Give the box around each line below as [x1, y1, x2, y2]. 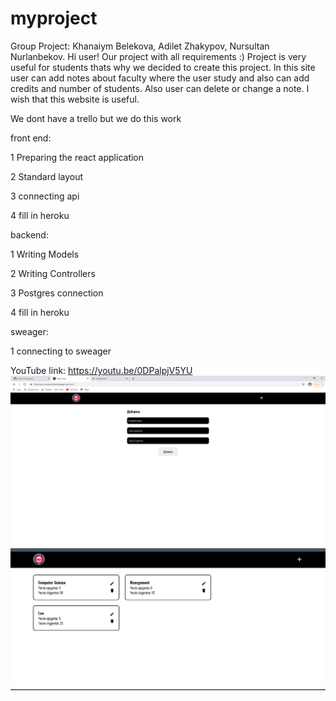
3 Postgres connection [10, 287, 104, 299]
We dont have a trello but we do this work [10, 112, 182, 124]
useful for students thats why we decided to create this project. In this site [10, 61, 316, 73]
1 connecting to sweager [10, 345, 112, 357]
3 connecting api [10, 190, 80, 202]
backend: [10, 228, 49, 241]
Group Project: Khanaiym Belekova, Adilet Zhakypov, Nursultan [10, 40, 270, 52]
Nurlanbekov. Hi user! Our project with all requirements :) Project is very [10, 50, 307, 62]
